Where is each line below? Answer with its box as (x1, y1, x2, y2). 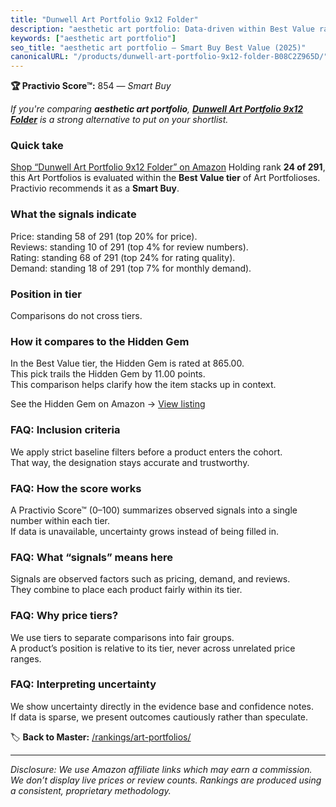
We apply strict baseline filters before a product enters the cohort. (10, 446, 283, 458)
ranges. (10, 652, 42, 665)
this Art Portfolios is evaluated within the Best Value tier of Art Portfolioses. (10, 172, 321, 184)
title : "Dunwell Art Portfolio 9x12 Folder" (10, 14, 199, 25)
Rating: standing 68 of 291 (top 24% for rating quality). (10, 251, 236, 263)
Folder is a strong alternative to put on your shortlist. (10, 114, 229, 126)
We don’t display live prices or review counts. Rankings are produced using (10, 774, 322, 786)
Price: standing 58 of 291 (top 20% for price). (10, 230, 198, 242)
